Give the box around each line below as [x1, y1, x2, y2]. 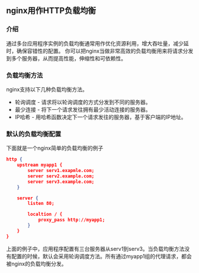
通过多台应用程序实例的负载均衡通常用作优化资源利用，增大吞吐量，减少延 [6, 39, 189, 47]
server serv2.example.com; [27, 173, 95, 179]
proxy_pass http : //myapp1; [38, 217, 105, 223]
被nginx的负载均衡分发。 [6, 260, 67, 267]
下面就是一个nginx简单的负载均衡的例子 [6, 145, 104, 152]
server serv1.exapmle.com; [27, 168, 95, 174]
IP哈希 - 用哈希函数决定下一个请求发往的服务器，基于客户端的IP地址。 [14, 113, 186, 121]
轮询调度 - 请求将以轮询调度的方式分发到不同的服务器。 [14, 98, 151, 106]
